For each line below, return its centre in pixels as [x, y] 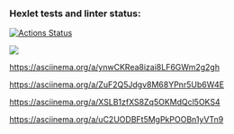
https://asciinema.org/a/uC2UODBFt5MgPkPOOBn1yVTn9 [117, 120]
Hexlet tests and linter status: [75, 13]
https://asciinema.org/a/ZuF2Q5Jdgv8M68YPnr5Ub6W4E [117, 85]
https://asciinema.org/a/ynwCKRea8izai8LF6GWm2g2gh [115, 67]
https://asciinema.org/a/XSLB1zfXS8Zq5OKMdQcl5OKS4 [115, 103]
